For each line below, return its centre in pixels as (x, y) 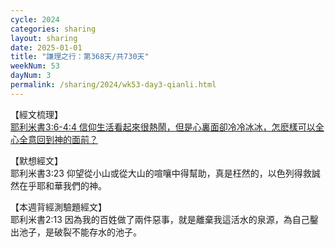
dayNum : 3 (31, 76)
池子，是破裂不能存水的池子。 (80, 232)
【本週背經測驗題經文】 (58, 207)
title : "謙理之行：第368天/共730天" (80, 57)
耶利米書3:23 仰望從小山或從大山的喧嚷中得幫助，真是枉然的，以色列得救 (161, 173)
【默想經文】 (36, 160)
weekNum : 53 (35, 66)
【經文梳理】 (36, 114)
